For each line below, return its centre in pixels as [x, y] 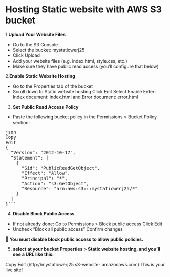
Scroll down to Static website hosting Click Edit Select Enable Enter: [84, 91]
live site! [14, 270]
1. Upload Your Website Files [35, 34]
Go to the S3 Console [35, 44]
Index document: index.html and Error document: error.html [75, 97]
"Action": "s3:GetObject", [55, 183]
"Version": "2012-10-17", [43, 153]
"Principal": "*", [44, 178]
